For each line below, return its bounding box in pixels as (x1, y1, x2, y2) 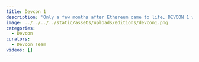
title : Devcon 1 (6, 8, 46, 15)
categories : (6, 25, 36, 31)
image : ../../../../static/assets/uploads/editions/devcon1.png (6, 19, 168, 25)
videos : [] (6, 47, 33, 53)
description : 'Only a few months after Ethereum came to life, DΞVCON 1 (6, 14, 190, 20)
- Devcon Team (11, 42, 46, 48)
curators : (6, 36, 31, 42)
